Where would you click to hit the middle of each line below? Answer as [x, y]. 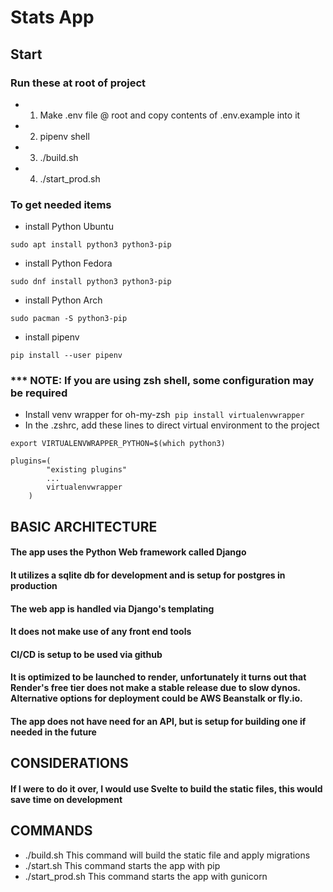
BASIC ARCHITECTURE [84, 526]
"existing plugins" [87, 470]
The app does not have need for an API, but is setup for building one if [158, 722]
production [34, 586]
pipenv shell [64, 136]
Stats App [52, 17]
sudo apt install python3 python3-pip [91, 245]
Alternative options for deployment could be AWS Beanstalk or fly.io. [156, 698]
